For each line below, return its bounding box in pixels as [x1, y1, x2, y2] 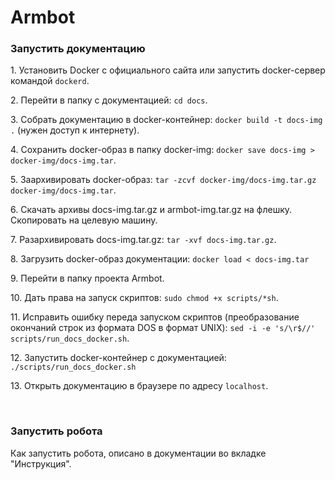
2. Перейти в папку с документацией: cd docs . [10, 94, 208, 106]
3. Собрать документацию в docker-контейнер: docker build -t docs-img [10, 114, 323, 126]
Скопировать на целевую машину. [10, 214, 158, 226]
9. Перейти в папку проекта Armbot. [10, 272, 165, 285]
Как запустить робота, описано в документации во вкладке [10, 447, 267, 459]
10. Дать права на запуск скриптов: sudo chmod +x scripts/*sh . [10, 292, 279, 304]
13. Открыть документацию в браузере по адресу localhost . [10, 380, 269, 392]
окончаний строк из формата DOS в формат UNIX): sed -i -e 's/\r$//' [10, 322, 316, 334]
